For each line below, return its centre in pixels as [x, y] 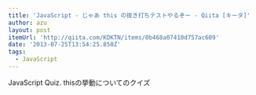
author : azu [27, 23]
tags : [17, 52]
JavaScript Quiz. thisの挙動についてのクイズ [79, 82]
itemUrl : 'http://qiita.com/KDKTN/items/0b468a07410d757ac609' [114, 37]
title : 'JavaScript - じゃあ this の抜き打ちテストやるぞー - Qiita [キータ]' [130, 15]
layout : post [29, 30]
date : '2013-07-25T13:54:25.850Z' [65, 45]
